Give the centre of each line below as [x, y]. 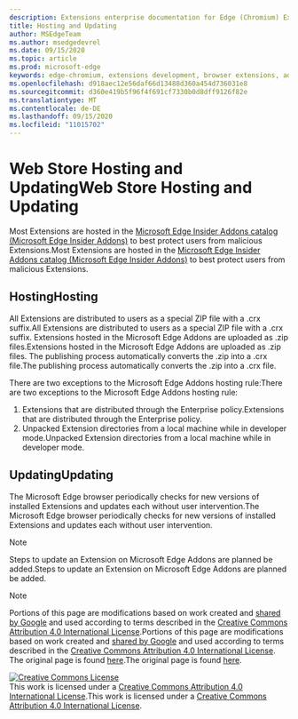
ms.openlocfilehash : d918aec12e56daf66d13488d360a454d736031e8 [129, 84]
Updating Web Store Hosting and [131, 188]
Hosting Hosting [54, 297]
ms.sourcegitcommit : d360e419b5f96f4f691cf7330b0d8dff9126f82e [129, 92]
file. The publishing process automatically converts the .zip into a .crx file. [143, 365]
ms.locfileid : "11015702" [57, 125]
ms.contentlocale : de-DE [55, 108]
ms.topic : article [43, 59]
